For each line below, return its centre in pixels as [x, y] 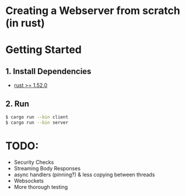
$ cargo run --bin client [37, 117]
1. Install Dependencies [48, 71]
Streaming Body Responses [47, 168]
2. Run [17, 104]
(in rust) [25, 23]
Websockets [29, 181]
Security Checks [34, 162]
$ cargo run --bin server [37, 123]
